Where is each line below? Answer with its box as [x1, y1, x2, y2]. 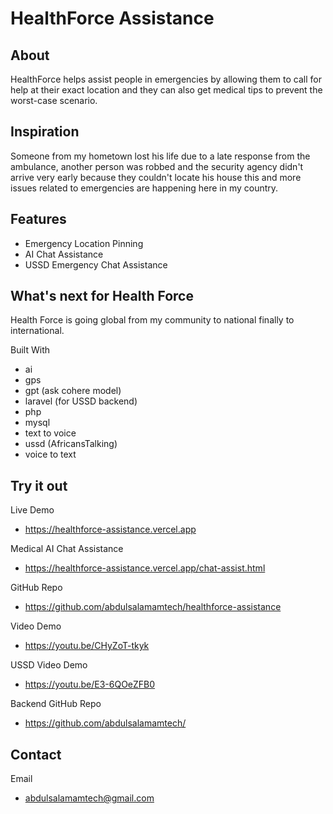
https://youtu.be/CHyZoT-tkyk [24, 640, 150, 652]
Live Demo [10, 504, 55, 516]
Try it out [10, 477, 68, 494]
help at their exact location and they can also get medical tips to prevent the [10, 84, 323, 96]
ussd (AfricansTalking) [24, 438, 118, 450]
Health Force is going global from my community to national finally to [10, 314, 295, 326]
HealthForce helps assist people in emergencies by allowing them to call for [10, 73, 322, 85]
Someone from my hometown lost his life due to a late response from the [10, 150, 311, 162]
